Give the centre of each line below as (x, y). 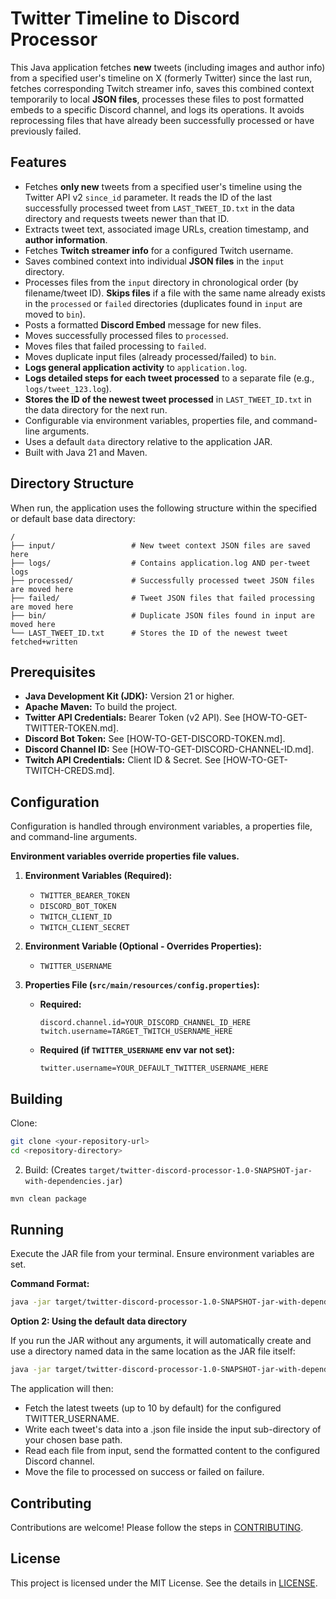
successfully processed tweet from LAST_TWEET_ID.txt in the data (159, 208)
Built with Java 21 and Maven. (86, 452)
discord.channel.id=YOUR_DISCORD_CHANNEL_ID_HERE (145, 1023)
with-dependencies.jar (72, 1181)
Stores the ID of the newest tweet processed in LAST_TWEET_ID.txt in (168, 399)
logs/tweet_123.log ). (68, 388)
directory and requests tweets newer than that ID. (127, 218)
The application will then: (62, 1389)
